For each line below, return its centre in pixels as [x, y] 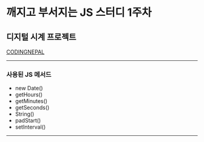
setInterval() [30, 127]
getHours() [29, 94]
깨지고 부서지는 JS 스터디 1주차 [79, 12]
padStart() [28, 121]
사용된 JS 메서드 [29, 74]
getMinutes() [31, 101]
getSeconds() [32, 108]
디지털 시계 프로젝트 [41, 37]
